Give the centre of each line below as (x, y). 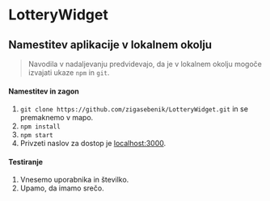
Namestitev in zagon (44, 91)
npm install (40, 127)
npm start (37, 136)
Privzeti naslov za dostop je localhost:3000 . (93, 144)
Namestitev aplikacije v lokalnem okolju (110, 45)
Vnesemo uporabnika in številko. (74, 180)
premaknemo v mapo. (57, 118)
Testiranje (25, 161)
